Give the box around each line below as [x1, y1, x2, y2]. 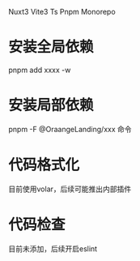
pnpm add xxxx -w [8, 65, 71, 75]
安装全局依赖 [8, 38, 95, 56]
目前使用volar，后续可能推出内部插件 [8, 184, 132, 194]
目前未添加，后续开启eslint [8, 243, 98, 254]
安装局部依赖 [8, 96, 95, 114]
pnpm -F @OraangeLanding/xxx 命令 [8, 124, 132, 134]
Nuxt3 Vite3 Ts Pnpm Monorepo [8, 7, 116, 16]
